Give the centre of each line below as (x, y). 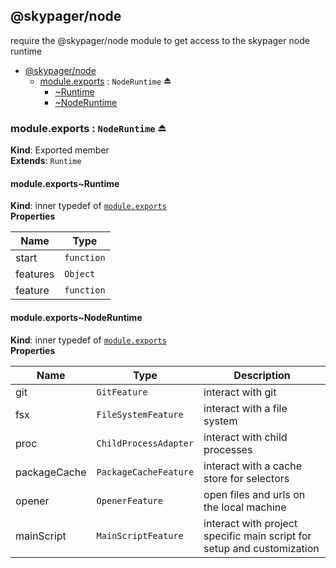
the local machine (245, 507)
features (35, 274)
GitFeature (122, 392)
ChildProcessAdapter (145, 443)
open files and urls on (254, 494)
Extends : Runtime (46, 161)
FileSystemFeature (140, 414)
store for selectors (246, 478)
